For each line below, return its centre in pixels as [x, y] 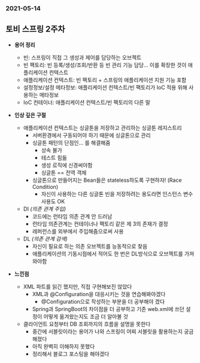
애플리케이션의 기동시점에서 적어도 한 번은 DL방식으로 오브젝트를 [107, 254]
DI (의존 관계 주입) [45, 209]
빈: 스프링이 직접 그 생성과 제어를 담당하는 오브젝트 [82, 57]
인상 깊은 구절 [30, 115]
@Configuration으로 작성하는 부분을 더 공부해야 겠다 [103, 301]
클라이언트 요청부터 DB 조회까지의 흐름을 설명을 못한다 [87, 324]
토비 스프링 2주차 [35, 29]
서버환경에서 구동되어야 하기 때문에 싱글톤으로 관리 [91, 135]
